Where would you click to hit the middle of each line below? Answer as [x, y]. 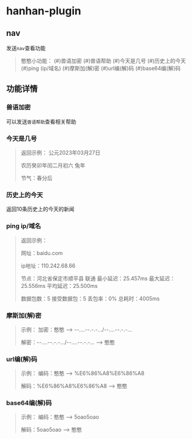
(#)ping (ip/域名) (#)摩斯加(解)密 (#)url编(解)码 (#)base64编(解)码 [100, 68]
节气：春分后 [36, 178]
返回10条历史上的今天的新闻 [40, 209]
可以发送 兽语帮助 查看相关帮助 [41, 121]
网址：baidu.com [42, 253]
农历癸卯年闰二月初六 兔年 [53, 165]
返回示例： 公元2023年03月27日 [61, 152]
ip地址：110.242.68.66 [48, 265]
